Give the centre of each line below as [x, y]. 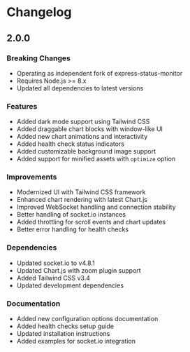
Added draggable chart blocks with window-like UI [90, 129]
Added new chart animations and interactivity [82, 137]
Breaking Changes [39, 58]
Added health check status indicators [71, 144]
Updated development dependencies [70, 285]
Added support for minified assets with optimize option [96, 159]
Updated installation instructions [63, 334]
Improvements [32, 177]
